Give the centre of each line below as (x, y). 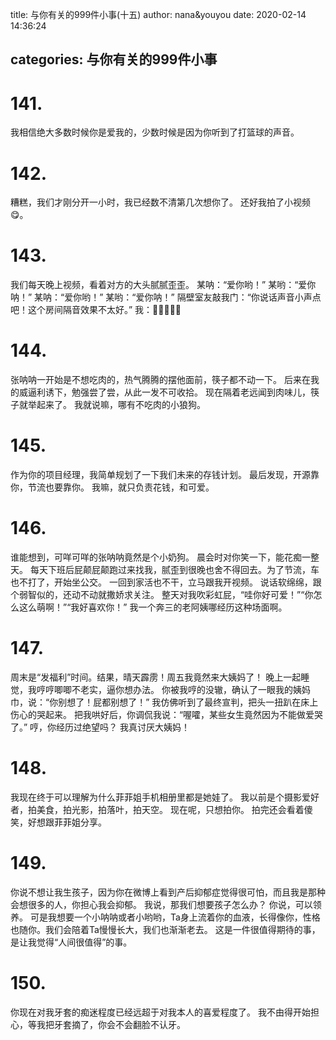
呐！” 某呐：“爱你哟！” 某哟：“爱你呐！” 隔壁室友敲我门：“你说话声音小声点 (166, 297)
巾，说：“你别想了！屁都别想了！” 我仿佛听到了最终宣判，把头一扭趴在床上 (164, 702)
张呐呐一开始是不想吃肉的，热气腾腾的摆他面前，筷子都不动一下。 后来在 (160, 380)
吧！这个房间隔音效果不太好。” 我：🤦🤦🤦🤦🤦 (96, 310)
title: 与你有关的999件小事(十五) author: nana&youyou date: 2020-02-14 (158, 14)
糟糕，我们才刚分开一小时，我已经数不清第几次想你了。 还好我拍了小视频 (160, 202)
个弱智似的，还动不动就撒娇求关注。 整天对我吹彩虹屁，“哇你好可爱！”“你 (162, 595)
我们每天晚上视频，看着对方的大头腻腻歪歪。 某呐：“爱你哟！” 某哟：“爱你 (163, 285)
